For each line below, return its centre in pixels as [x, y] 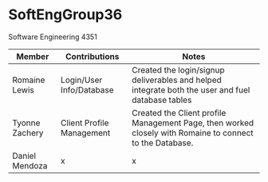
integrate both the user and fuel [191, 89]
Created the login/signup [178, 69]
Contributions [92, 56]
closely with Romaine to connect [192, 133]
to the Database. [162, 143]
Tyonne [26, 123]
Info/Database [87, 89]
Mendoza [30, 165]
